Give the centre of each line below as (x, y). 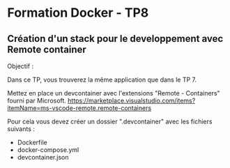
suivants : (21, 129)
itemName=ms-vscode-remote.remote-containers (79, 108)
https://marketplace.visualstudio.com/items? (131, 100)
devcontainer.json (43, 157)
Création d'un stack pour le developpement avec (115, 39)
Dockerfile (32, 142)
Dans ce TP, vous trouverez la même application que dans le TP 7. (102, 79)
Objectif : (20, 66)
